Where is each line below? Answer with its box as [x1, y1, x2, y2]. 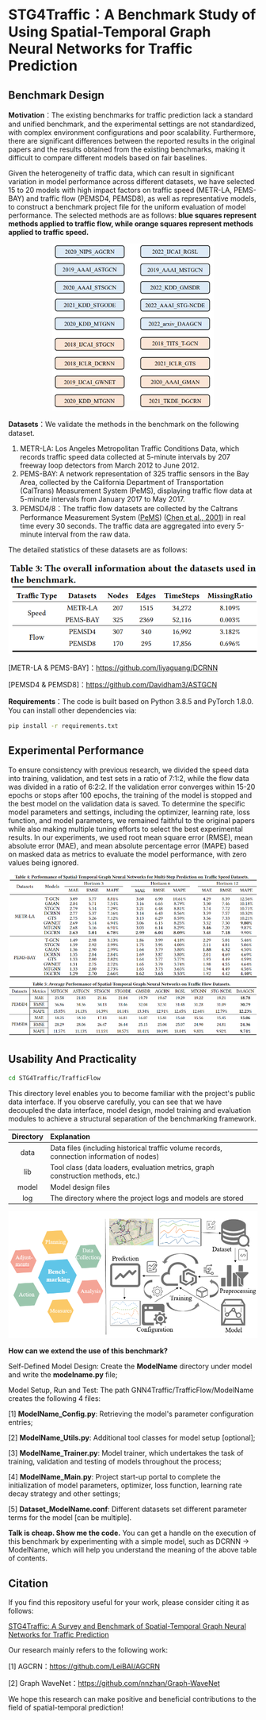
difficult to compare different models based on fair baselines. [8, 153, 207, 162]
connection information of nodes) [50, 1152, 160, 1161]
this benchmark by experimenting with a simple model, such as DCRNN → [8, 1537, 249, 1546]
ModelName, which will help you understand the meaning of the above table [8, 1545, 257, 1555]
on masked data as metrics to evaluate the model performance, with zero [8, 849, 247, 859]
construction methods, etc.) [50, 1171, 141, 1181]
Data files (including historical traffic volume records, [50, 1143, 223, 1152]
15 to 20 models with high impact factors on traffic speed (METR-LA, [8, 186, 232, 194]
